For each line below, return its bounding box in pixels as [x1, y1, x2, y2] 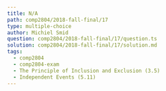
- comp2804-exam [13, 61, 59, 68]
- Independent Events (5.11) [13, 73, 96, 81]
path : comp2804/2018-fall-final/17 [7, 16, 109, 23]
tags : [7, 49, 23, 55]
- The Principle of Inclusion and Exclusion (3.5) [13, 67, 161, 74]
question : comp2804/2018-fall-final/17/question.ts [7, 36, 157, 42]
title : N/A [7, 10, 38, 17]
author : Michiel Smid [7, 29, 69, 36]
